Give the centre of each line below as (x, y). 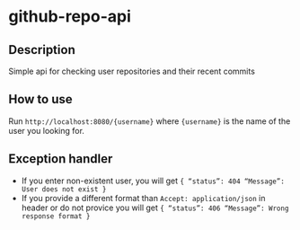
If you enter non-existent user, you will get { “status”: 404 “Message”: (153, 181)
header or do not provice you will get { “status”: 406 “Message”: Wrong (155, 208)
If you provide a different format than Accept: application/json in (143, 198)
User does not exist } (64, 189)
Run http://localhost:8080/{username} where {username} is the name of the (150, 121)
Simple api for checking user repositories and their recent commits (132, 71)
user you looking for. (46, 130)
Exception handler (61, 159)
